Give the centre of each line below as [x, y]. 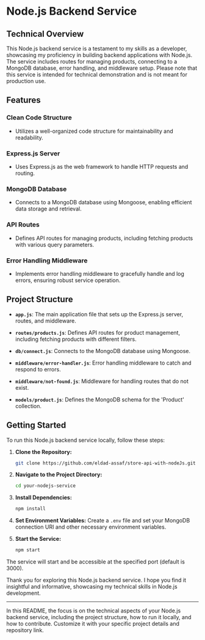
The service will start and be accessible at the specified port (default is [95, 562]
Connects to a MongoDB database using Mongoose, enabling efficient [103, 203]
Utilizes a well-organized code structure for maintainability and [94, 131]
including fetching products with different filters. [76, 339]
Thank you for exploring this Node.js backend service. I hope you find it [96, 580]
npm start [28, 550]
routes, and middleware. [45, 321]
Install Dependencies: [43, 497]
